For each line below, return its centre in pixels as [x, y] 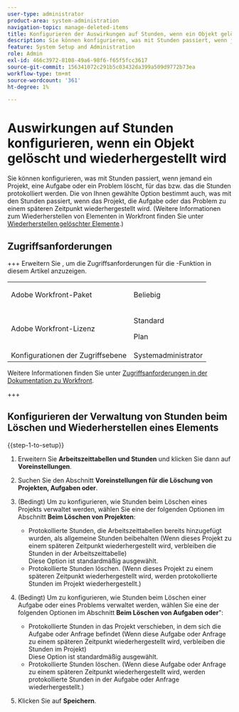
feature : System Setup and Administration [71, 47]
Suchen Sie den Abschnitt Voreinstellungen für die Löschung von [115, 480]
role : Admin [25, 54]
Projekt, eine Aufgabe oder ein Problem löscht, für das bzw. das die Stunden [119, 186]
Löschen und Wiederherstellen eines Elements [113, 428]
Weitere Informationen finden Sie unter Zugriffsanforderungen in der [107, 373]
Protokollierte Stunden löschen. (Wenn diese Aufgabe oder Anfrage [127, 664]
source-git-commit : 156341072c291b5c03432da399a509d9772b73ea [101, 67]
